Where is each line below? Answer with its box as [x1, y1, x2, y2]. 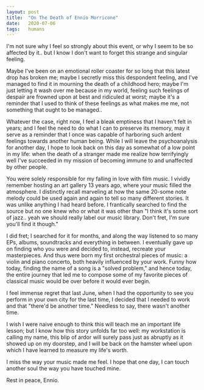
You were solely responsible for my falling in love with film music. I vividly [6, 175, 191, 183]
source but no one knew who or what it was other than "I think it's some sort [6, 208, 198, 215]
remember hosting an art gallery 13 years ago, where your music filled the [6, 182, 192, 189]
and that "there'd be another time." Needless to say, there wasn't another [6, 302, 190, 310]
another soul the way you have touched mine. [6, 365, 121, 372]
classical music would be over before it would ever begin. [6, 278, 151, 285]
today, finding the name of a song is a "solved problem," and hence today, [6, 264, 192, 272]
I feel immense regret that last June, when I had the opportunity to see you [6, 289, 194, 297]
